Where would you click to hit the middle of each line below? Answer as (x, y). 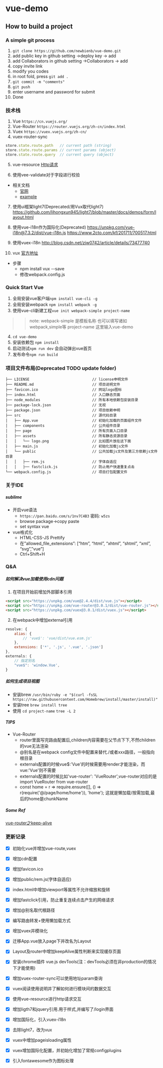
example (28, 196)
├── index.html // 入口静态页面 (63, 395)
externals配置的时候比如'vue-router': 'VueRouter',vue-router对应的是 (88, 776)
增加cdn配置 (25, 859)
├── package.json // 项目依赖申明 (63, 410)
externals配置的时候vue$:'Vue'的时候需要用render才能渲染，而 (82, 764)
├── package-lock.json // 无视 (56, 405)
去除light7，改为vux (32, 1030)
